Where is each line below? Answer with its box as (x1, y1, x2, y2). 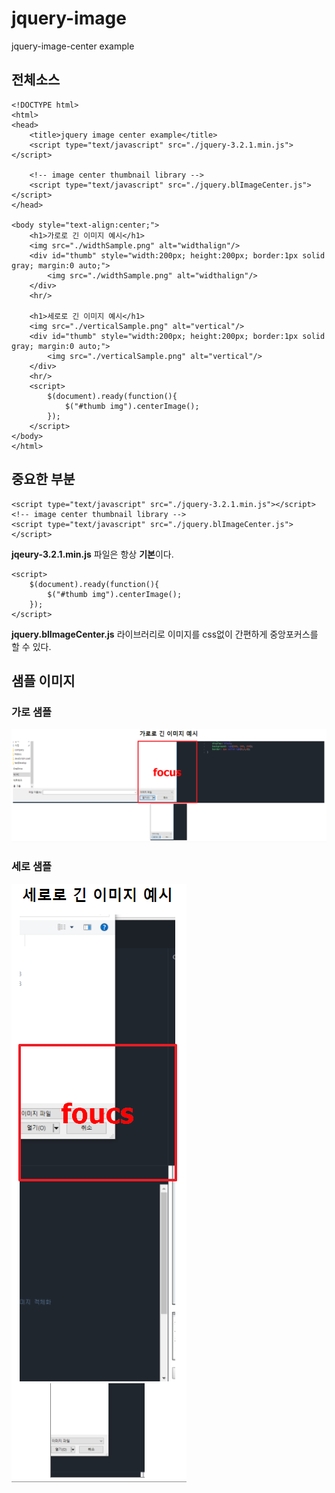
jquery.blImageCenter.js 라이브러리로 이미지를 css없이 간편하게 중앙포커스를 (11, 628, 319, 640)
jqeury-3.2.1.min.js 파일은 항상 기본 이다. (11, 548, 174, 560)
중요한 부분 (11, 471, 76, 488)
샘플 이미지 (11, 672, 76, 689)
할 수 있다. (11, 640, 52, 652)
